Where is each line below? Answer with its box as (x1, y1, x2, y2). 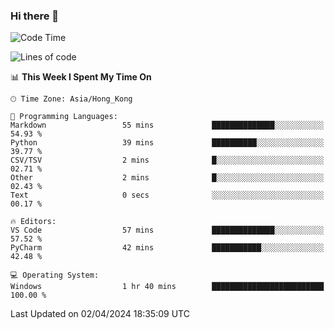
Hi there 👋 (10, 9, 60, 23)
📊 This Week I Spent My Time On (10, 71, 152, 83)
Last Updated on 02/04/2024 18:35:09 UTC (10, 308, 190, 320)
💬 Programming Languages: (10, 112, 118, 122)
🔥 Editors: (10, 217, 57, 227)
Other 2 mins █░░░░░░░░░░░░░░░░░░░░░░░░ (10, 173, 325, 183)
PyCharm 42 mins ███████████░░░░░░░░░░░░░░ (10, 243, 325, 253)
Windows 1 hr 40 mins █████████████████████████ (10, 282, 325, 292)
